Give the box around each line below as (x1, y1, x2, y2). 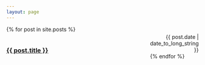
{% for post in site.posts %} (6, 26, 76, 33)
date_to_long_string (150, 39, 199, 47)
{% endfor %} (150, 52, 185, 60)
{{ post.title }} (6, 46, 49, 55)
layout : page (6, 9, 40, 15)
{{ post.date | (165, 33, 199, 40)
